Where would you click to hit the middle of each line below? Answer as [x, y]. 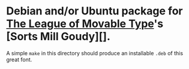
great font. [19, 59]
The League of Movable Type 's [85, 24]
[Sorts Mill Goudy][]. [58, 37]
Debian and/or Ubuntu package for [94, 11]
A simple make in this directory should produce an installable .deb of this [95, 53]
